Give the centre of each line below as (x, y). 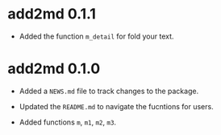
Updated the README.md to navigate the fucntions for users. (117, 106)
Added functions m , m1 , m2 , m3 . (68, 122)
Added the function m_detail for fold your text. (96, 36)
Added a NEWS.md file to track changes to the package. (109, 91)
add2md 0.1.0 (54, 69)
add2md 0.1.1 (52, 14)
